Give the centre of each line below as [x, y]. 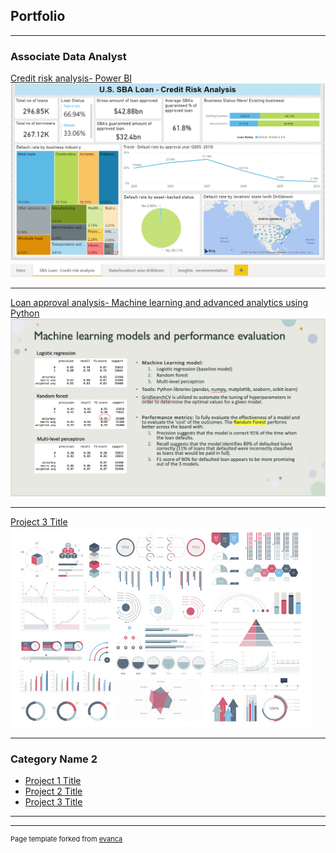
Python [25, 313]
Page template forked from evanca [66, 839]
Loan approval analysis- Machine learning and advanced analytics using [159, 302]
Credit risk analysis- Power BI [71, 78]
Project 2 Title [53, 791]
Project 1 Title [53, 780]
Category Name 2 [54, 759]
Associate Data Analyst [68, 56]
